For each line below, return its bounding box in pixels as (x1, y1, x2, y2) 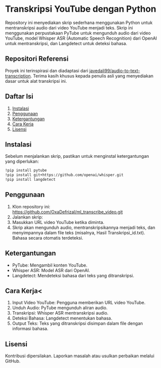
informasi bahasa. (12, 326, 48, 332)
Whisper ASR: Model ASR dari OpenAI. (12, 267, 91, 273)
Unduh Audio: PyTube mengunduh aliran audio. (12, 305, 108, 311)
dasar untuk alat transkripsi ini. (5, 78, 67, 84)
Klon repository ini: (12, 203, 50, 209)
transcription (5, 73, 31, 79)
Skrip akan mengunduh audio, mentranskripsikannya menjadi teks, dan (12, 224, 156, 230)
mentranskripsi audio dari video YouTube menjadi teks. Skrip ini (5, 25, 133, 30)
